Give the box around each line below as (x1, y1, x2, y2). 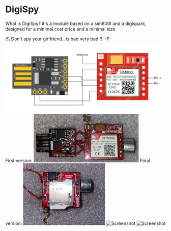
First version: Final (5, 157, 150, 164)
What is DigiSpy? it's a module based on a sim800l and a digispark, (5, 20, 147, 27)
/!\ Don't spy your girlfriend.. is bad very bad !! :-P (5, 36, 110, 42)
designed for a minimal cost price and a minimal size (5, 25, 116, 32)
